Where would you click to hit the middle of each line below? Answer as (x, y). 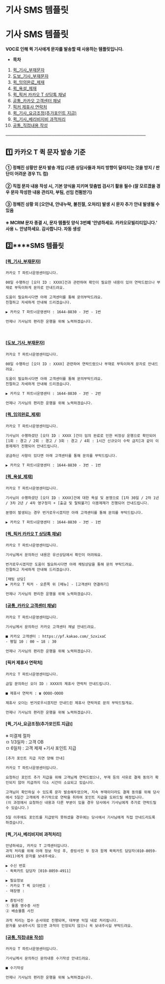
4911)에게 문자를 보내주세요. (31, 856)
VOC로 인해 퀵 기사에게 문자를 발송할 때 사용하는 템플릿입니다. (65, 49)
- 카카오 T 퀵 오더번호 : (28, 886)
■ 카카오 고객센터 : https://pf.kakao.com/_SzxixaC (56, 636)
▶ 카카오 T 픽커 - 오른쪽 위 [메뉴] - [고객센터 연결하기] (57, 585)
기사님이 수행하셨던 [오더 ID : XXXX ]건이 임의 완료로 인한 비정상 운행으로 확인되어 (81, 436)
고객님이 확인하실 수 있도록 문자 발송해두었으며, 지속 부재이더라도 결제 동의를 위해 (78, 792)
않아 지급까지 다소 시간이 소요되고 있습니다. (56, 783)
